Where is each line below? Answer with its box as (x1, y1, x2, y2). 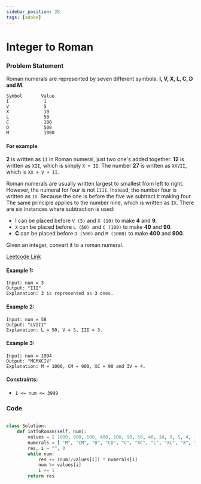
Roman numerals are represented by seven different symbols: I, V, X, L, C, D (6, 75, 193, 82)
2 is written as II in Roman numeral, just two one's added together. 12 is (6, 156, 184, 163)
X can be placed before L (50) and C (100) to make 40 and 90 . (14, 223, 172, 231)
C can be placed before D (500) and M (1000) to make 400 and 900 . (14, 230, 184, 237)
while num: (28, 450, 55, 457)
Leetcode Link (6, 253, 42, 261)
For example (6, 142, 38, 150)
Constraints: (6, 376, 38, 383)
